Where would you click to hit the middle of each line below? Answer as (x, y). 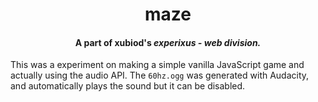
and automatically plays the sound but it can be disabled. (128, 86)
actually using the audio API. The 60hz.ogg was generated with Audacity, (160, 75)
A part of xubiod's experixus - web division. (168, 42)
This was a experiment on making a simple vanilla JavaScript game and (157, 65)
